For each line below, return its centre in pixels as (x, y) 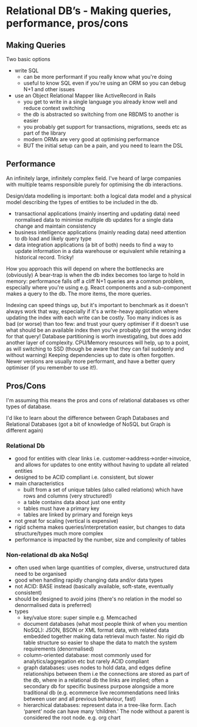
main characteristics (39, 483)
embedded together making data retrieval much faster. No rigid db (103, 636)
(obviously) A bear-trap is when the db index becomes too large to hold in (96, 275)
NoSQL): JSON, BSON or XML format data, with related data (96, 630)
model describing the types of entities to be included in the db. (82, 202)
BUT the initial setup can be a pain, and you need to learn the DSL (103, 146)
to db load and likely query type (53, 238)
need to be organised (41, 574)
